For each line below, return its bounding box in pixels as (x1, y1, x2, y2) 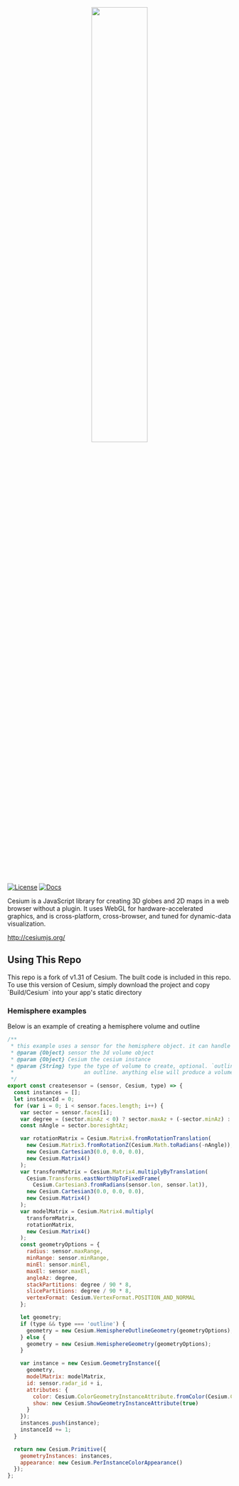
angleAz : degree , (26, 1274, 78, 1281)
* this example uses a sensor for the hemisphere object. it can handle (10, 1042, 231, 1049)
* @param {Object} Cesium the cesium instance (10, 1056, 152, 1063)
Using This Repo (7, 954, 82, 966)
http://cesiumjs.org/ (7, 934, 65, 941)
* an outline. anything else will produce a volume (10, 1069, 234, 1076)
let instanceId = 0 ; (14, 1096, 75, 1103)
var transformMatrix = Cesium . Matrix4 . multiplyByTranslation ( (20, 1168, 208, 1176)
